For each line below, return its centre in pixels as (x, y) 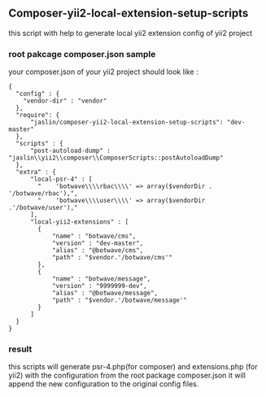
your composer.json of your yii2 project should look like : (103, 72)
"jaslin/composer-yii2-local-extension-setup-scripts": (126, 122)
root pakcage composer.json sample (82, 54)
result (20, 349)
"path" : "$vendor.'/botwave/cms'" (112, 258)
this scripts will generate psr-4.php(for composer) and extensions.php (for (133, 367)
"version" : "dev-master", (98, 243)
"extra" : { (36, 172)
